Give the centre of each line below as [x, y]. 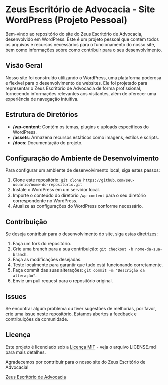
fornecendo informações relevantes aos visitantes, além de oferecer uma [81, 93]
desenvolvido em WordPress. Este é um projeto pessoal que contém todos [82, 39]
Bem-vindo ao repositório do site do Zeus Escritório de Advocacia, [74, 34]
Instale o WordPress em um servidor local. [56, 190]
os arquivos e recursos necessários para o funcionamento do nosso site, [80, 44]
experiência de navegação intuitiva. [42, 99]
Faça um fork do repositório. [42, 244]
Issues [16, 297]
